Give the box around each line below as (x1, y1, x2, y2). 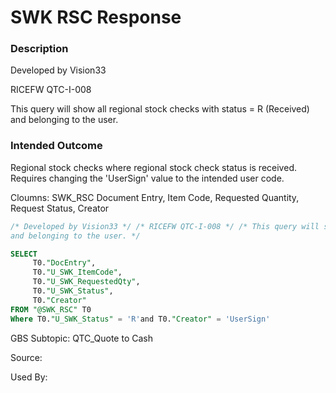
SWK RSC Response (10, 6, 182, 29)
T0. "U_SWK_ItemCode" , (32, 267, 123, 278)
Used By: (10, 371, 48, 383)
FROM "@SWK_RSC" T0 (10, 304, 92, 315)
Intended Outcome (10, 139, 103, 153)
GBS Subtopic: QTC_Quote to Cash (10, 332, 153, 344)
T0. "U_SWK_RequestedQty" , (32, 277, 141, 287)
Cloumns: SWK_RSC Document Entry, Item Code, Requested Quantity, (10, 191, 300, 203)
